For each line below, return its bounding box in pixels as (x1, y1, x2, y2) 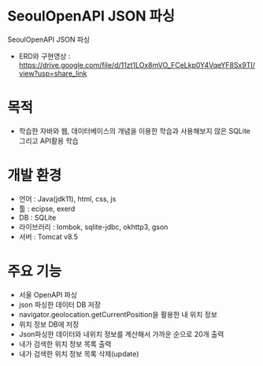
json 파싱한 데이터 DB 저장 (18, 300, 102, 309)
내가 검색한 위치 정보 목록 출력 (18, 339, 112, 349)
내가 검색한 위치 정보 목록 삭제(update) (18, 349, 139, 358)
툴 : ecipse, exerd (18, 204, 76, 213)
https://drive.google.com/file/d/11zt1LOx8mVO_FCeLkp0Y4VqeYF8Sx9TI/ (18, 60, 256, 69)
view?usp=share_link (18, 68, 87, 78)
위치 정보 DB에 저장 (18, 320, 80, 329)
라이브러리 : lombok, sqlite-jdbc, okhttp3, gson (18, 222, 169, 231)
